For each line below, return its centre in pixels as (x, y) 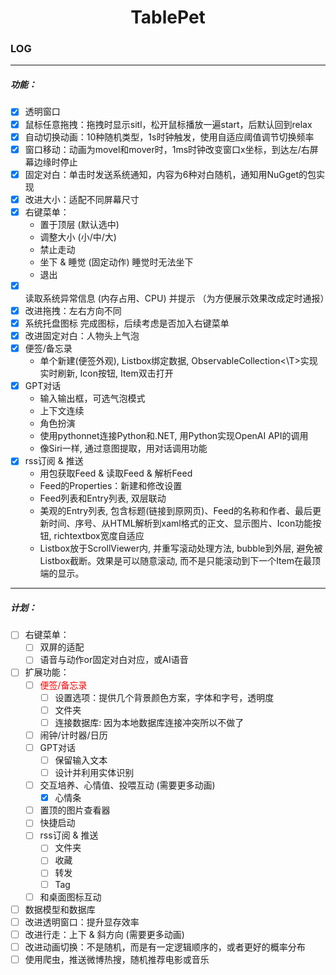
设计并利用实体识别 (94, 772)
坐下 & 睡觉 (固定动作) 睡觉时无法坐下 (116, 262)
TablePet (168, 17)
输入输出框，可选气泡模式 (92, 398)
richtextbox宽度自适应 (99, 536)
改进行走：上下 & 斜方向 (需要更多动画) (104, 934)
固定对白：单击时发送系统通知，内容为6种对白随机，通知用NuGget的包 (170, 174)
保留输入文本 (81, 760)
